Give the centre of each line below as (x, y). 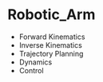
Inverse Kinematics (51, 45)
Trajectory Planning (51, 53)
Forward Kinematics (52, 37)
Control (32, 70)
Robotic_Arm (51, 15)
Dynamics (36, 62)
